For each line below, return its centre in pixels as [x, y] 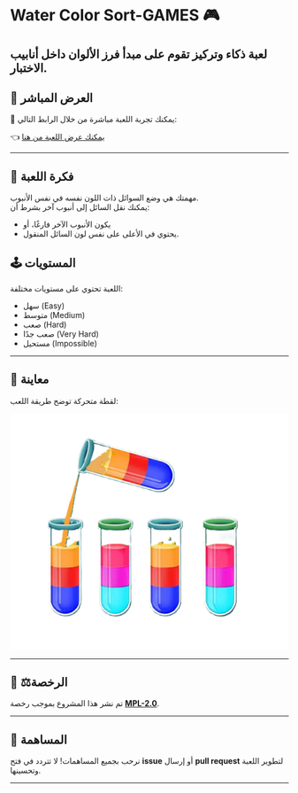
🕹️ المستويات [43, 263]
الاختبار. [29, 68]
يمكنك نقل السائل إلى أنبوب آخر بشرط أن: [80, 207]
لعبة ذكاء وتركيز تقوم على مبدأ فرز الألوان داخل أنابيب [139, 54]
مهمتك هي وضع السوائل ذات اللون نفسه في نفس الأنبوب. [105, 198]
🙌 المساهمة [38, 739]
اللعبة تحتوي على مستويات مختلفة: [66, 289]
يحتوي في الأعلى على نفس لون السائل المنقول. [101, 234]
